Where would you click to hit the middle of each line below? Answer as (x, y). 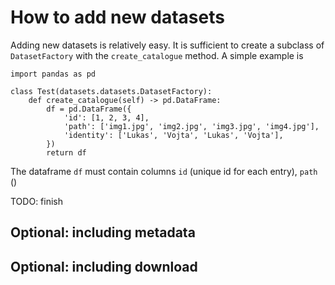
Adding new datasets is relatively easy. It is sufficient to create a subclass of (167, 45)
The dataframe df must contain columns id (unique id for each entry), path (164, 171)
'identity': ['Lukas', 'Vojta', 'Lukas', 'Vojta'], (173, 135)
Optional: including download (104, 266)
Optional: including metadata (103, 232)
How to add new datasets (117, 17)
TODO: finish (37, 201)
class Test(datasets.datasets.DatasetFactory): (111, 91)
